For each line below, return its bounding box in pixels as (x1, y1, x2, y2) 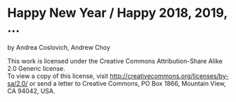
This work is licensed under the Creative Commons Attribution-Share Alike (7, 56, 223, 65)
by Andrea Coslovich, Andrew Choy (7, 43, 111, 51)
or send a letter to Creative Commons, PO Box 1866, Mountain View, (29, 79, 226, 87)
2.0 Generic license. (7, 64, 65, 72)
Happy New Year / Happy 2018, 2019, (7, 5, 228, 21)
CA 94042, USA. (7, 87, 55, 95)
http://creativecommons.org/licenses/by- (110, 72, 229, 80)
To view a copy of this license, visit (7, 72, 109, 80)
